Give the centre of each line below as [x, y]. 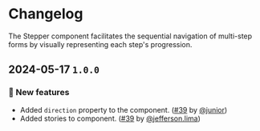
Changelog [46, 14]
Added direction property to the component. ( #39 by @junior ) [124, 109]
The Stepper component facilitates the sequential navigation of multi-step [130, 36]
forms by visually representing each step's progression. [100, 44]
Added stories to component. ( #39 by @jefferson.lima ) [110, 118]
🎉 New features [39, 93]
